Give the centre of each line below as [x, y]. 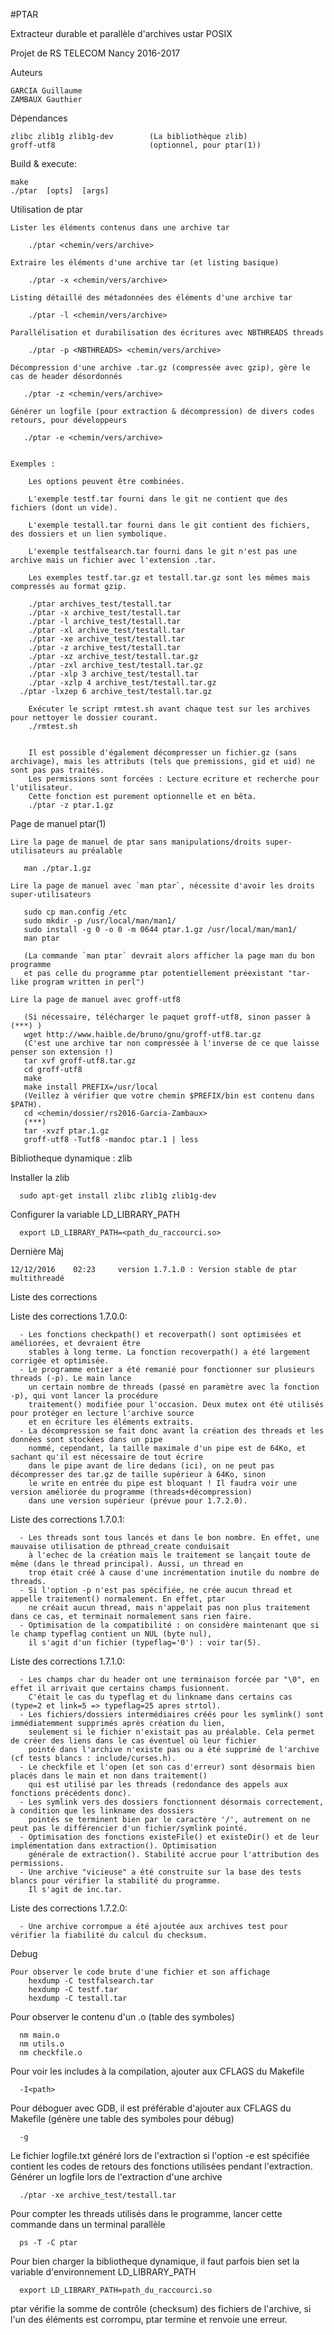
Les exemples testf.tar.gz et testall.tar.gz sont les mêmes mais [169, 578]
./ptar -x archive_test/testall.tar [105, 613]
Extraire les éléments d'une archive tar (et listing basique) [145, 263]
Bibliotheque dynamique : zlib [71, 1158]
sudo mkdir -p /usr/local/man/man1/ [100, 921]
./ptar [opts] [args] [60, 191]
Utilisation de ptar [47, 209]
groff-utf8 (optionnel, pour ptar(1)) [136, 145]
